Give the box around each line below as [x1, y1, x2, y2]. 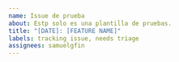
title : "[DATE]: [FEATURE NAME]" [8, 27, 121, 35]
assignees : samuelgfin [8, 42, 85, 50]
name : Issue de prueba [8, 11, 85, 20]
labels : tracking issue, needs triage [8, 34, 139, 43]
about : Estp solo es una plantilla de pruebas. [8, 19, 173, 27]
